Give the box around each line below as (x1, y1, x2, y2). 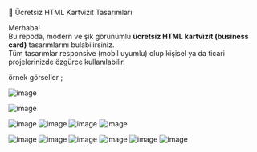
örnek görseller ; (8, 73, 63, 82)
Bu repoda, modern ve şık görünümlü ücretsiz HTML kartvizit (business (8, 32, 249, 41)
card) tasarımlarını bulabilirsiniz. (8, 40, 115, 50)
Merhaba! (8, 23, 41, 32)
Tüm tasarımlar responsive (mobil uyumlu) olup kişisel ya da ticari (8, 49, 225, 58)
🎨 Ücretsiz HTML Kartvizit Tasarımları (8, 8, 133, 17)
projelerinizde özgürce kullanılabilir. (8, 57, 126, 66)
